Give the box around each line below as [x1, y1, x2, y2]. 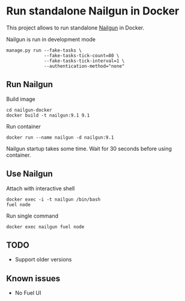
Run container [6, 123, 41, 130]
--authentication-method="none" [44, 63, 125, 69]
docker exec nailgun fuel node [6, 223, 85, 230]
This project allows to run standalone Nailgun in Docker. [6, 24, 145, 31]
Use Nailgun [6, 169, 53, 179]
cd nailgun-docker [6, 107, 52, 113]
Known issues [6, 273, 61, 284]
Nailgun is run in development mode [6, 35, 96, 43]
